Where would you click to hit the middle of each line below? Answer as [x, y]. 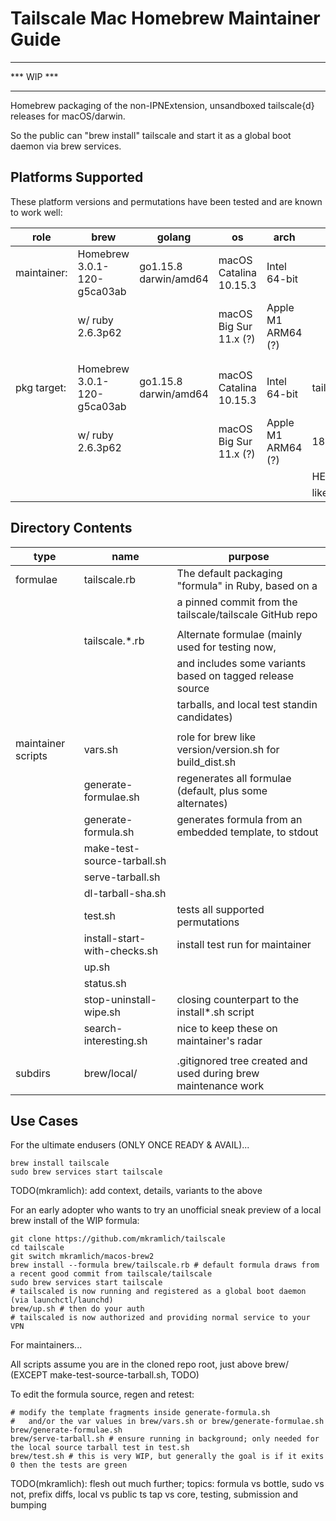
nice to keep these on [227, 1028]
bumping [28, 1505]
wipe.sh [102, 1012]
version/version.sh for [228, 749]
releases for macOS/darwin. [68, 116]
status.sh [105, 983]
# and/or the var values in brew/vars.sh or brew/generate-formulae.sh [167, 1422]
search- [103, 1028]
